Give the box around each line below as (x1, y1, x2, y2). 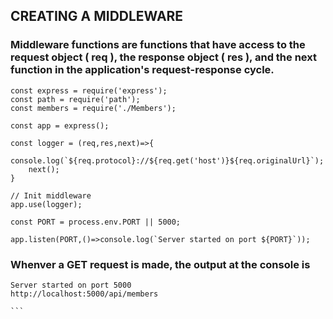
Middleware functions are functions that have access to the (10, 38, 306, 52)
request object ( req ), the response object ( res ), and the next (10, 50, 317, 64)
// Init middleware (10, 190, 92, 201)
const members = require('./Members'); (10, 103, 177, 113)
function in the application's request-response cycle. (10, 63, 275, 77)
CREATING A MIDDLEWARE (10, 8, 184, 25)
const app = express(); (10, 120, 110, 131)
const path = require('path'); (10, 94, 141, 104)
